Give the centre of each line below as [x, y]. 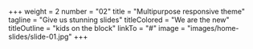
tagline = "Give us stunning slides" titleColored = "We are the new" [119, 20]
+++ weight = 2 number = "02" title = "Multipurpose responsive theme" [126, 11]
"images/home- [213, 28]
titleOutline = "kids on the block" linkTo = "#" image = [97, 28]
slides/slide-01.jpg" [40, 36]
